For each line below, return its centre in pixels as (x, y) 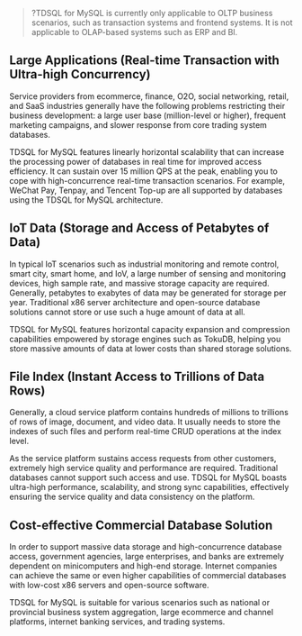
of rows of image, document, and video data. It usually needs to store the (145, 422)
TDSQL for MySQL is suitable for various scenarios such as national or (140, 603)
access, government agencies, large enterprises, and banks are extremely (147, 557)
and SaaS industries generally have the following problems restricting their (147, 105)
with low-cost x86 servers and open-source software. (109, 586)
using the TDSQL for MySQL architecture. (86, 200)
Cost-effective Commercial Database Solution (141, 525)
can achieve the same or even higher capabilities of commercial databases (148, 576)
